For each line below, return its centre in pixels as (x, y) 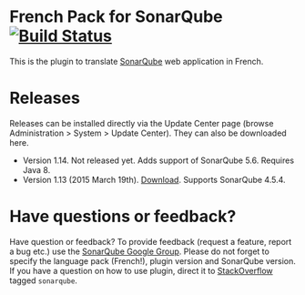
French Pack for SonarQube (116, 17)
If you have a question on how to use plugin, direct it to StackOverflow (141, 270)
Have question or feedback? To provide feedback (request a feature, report (151, 241)
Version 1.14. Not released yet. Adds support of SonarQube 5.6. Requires (158, 160)
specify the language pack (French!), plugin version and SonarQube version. (152, 260)
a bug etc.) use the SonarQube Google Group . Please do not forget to (140, 251)
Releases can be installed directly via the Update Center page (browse (142, 123)
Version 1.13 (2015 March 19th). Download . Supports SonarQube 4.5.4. (154, 179)
